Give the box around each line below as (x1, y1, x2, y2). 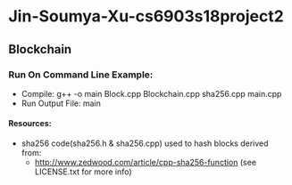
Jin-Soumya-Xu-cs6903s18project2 (8, 6, 285, 27)
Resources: (8, 118, 52, 129)
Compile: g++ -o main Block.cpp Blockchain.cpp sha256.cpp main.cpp (21, 88, 282, 99)
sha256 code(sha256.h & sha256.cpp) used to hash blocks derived (21, 138, 269, 149)
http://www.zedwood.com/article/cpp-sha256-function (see (34, 157, 256, 168)
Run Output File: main (21, 98, 102, 109)
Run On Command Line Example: (8, 68, 154, 81)
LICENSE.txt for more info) (34, 166, 132, 177)
